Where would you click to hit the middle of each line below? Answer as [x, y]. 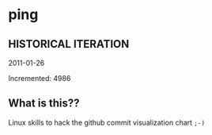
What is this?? [44, 104]
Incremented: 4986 [40, 78]
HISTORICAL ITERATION [69, 44]
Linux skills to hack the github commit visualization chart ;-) [107, 122]
